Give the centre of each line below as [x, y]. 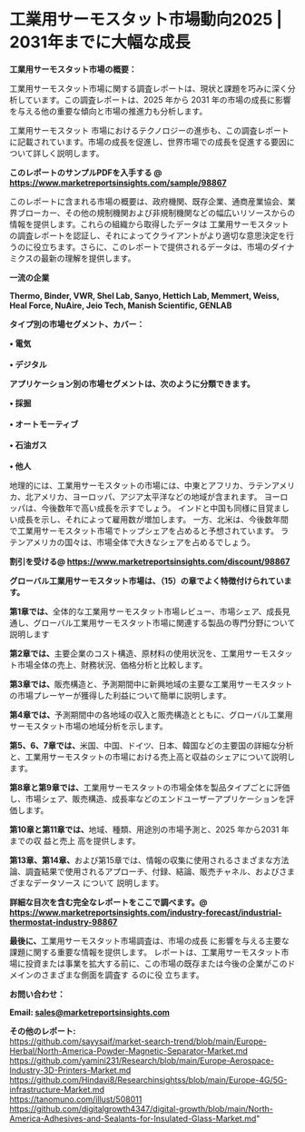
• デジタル [28, 364]
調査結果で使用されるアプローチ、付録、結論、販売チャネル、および [152, 871]
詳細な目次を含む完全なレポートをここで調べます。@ [108, 902]
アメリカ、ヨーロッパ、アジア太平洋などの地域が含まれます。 [148, 496]
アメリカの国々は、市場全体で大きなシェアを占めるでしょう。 [140, 541]
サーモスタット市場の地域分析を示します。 [89, 726]
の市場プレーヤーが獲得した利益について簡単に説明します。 [120, 695]
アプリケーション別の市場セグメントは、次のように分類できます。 [133, 383]
